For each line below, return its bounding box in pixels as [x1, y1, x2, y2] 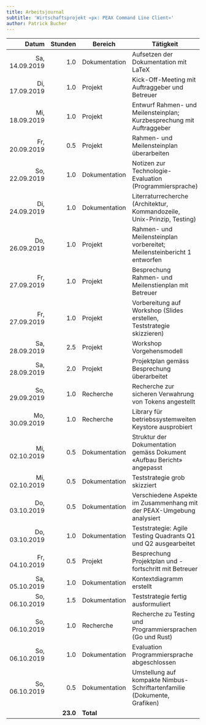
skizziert [132, 481, 157, 489]
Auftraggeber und [132, 83, 184, 92]
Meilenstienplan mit [132, 281, 189, 290]
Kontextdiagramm [132, 575, 183, 583]
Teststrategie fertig [132, 593, 187, 601]
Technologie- [132, 167, 172, 175]
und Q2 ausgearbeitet [132, 539, 196, 548]
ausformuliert [132, 600, 171, 608]
